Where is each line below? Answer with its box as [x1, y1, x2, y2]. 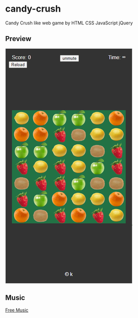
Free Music [5, 307, 29, 313]
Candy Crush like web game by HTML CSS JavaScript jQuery [5, 20, 133, 26]
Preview [5, 34, 32, 43]
